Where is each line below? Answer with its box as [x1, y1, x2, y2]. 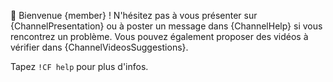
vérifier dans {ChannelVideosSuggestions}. [10, 41, 189, 53]
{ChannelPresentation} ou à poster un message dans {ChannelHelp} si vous [10, 20, 323, 32]
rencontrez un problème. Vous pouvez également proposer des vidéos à [10, 31, 309, 42]
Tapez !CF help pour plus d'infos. [10, 61, 149, 72]
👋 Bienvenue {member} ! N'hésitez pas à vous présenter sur [10, 10, 258, 21]
